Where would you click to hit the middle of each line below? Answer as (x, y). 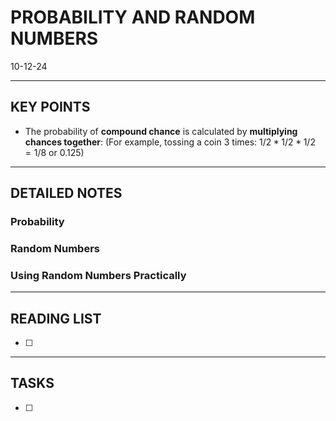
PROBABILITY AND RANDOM (133, 17)
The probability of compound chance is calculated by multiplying (161, 131)
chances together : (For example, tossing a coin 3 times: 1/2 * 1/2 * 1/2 (170, 142)
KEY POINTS (50, 107)
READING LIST (56, 318)
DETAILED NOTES (66, 193)
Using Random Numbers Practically (98, 275)
